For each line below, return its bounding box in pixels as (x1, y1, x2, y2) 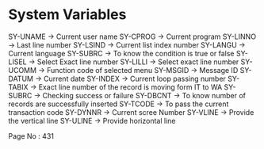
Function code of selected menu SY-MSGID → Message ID (46, 65, 239, 74)
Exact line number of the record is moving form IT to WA (38, 82, 223, 92)
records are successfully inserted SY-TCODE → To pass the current (8, 99, 229, 109)
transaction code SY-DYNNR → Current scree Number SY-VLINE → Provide (8, 107, 254, 117)
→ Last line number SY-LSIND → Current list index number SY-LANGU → (8, 40, 246, 49)
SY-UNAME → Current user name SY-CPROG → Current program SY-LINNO (8, 32, 256, 41)
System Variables (8, 6, 127, 24)
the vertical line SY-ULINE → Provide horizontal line (8, 116, 176, 125)
